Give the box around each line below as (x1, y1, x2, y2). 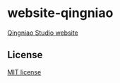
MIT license (7, 67, 42, 76)
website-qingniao (7, 5, 114, 21)
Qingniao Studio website (7, 28, 79, 37)
